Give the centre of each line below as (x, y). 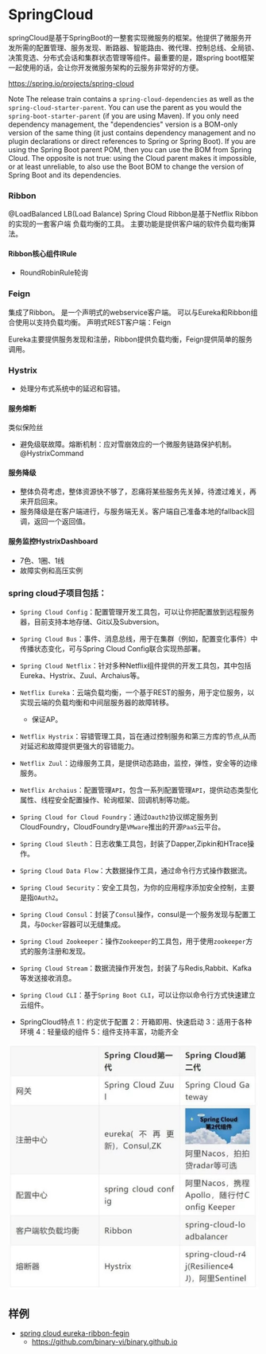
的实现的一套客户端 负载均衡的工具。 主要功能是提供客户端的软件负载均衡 (128, 224)
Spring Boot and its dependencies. (65, 175)
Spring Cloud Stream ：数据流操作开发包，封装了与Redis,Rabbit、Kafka (136, 968)
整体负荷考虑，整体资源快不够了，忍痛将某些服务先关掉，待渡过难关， (135, 492)
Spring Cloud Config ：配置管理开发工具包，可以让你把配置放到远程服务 (137, 611)
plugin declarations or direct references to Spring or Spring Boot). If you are (132, 141)
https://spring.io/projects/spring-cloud (71, 83)
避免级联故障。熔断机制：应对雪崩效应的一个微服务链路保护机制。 (127, 444)
